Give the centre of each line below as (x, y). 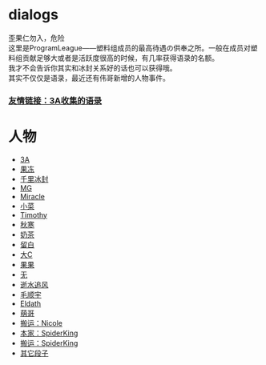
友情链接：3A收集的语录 (55, 100)
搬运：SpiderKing (49, 343)
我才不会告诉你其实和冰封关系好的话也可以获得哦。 (93, 68)
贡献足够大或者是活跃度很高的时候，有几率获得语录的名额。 (120, 58)
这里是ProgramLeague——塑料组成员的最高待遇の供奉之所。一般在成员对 (129, 48)
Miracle (32, 196)
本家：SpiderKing (49, 333)
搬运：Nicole (41, 323)
